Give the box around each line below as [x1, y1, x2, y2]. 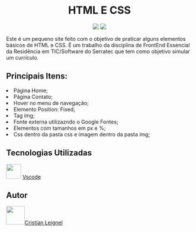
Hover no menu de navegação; [14, 99, 89, 106]
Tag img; [14, 112, 35, 119]
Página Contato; [14, 93, 53, 100]
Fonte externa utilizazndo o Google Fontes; [14, 118, 118, 125]
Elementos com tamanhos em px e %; [14, 125, 106, 132]
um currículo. [6, 54, 39, 61]
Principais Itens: [6, 71, 68, 81]
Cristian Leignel [24, 219, 63, 226]
